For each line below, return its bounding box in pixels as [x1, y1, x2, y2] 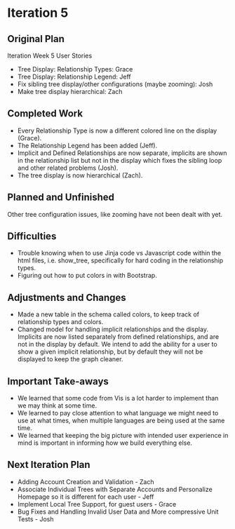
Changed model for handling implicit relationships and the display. [17, 325, 209, 334]
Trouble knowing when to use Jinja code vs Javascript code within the [17, 249, 222, 257]
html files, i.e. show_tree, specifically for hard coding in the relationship [17, 256, 224, 264]
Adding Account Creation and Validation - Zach [17, 477, 154, 486]
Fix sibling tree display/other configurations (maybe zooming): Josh [17, 80, 213, 88]
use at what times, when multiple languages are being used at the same [17, 416, 225, 425]
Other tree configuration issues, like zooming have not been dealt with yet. [7, 210, 223, 218]
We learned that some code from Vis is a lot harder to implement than [17, 394, 219, 403]
